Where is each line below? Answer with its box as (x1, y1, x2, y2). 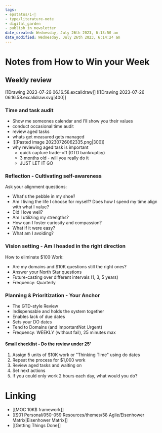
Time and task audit (5, 107, 54, 114)
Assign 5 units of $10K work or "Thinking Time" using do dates (12, 352, 140, 358)
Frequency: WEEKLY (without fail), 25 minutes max (12, 329, 116, 335)
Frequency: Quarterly (12, 279, 56, 285)
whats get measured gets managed (12, 134, 85, 140)
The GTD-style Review (12, 303, 58, 309)
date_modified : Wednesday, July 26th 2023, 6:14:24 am (5, 35, 121, 40)
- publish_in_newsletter (5, 26, 56, 31)
